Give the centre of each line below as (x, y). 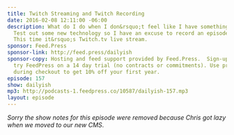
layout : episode (31, 98)
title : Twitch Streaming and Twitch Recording (76, 14)
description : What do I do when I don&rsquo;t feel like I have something (118, 26)
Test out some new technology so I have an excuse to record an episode (121, 33)
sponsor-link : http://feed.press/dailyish (70, 53)
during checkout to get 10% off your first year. (87, 72)
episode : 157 (26, 78)
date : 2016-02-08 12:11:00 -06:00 (57, 20)
